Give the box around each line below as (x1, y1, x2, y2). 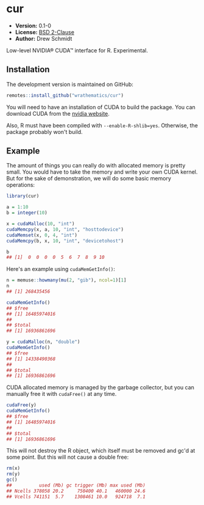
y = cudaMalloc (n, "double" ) (6, 339, 80, 345)
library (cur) (6, 193, 40, 199)
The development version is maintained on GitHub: (6, 80, 134, 88)
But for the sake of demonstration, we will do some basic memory (6, 175, 172, 182)
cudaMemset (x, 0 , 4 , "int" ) (6, 232, 78, 238)
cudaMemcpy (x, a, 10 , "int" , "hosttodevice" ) (6, 226, 124, 233)
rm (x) (6, 465, 20, 471)
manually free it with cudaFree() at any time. (6, 390, 117, 398)
